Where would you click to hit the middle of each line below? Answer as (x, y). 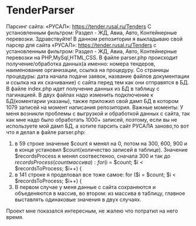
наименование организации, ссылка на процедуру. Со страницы (87, 70)
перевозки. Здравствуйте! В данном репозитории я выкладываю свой (94, 39)
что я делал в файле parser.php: (46, 132)
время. (15, 217)
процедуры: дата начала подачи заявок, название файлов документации (98, 76)
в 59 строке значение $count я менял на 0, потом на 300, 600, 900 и (101, 143)
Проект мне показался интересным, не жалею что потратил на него (92, 211)
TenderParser (40, 10)
